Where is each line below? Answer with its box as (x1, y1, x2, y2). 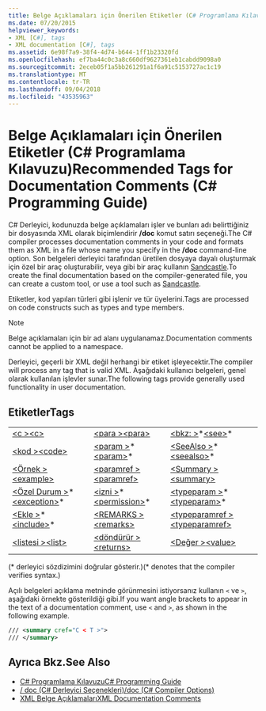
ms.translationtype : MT (8, 70, 87, 78)
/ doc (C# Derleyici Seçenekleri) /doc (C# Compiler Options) (19, 685, 215, 694)
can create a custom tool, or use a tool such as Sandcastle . (8, 279, 202, 289)
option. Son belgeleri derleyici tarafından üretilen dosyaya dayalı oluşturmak (8, 254, 256, 264)
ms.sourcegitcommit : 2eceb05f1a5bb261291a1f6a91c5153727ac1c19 (8, 63, 222, 71)
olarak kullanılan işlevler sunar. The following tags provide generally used (8, 374, 245, 384)
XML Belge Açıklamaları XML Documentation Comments (19, 694, 202, 703)
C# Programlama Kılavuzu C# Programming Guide (19, 676, 182, 686)
